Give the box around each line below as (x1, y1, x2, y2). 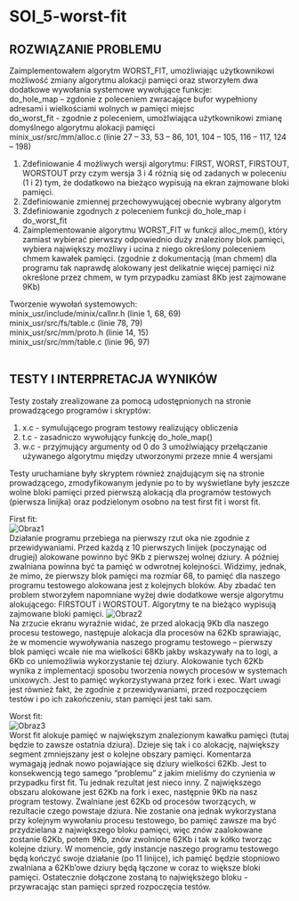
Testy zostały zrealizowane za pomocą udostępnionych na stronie (9, 395, 252, 406)
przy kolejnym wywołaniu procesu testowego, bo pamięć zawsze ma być (9, 815, 278, 825)
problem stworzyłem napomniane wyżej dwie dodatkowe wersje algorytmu (9, 589, 285, 600)
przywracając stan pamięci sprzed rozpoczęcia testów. (9, 881, 212, 892)
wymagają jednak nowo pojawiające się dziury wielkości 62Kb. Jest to (9, 758, 267, 768)
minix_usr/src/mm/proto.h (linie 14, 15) (9, 327, 149, 338)
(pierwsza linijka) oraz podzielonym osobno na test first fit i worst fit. (9, 496, 261, 507)
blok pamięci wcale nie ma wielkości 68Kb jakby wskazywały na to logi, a (9, 646, 279, 657)
